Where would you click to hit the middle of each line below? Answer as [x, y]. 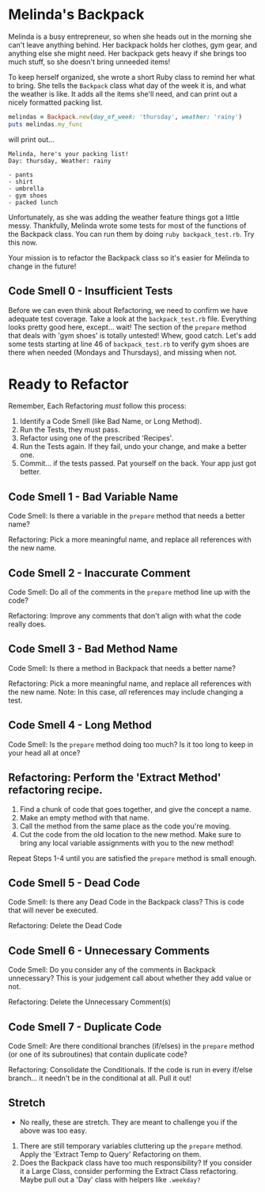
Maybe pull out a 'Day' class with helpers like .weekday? [110, 1179]
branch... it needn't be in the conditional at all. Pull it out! [100, 1078]
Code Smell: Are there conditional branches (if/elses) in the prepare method [131, 1045]
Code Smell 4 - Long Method [80, 725]
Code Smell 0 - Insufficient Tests [91, 291]
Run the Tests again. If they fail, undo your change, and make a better [133, 447]
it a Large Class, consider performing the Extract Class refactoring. [129, 1171]
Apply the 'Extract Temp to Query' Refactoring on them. [110, 1154]
